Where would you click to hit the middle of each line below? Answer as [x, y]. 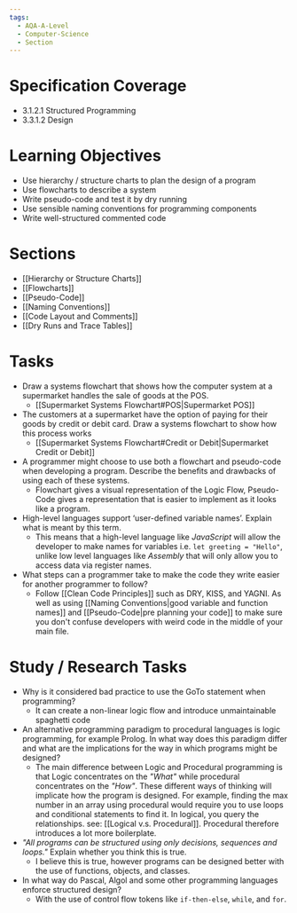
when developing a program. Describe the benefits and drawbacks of [149, 471]
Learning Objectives [85, 156]
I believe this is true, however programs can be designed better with [160, 861]
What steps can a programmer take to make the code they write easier [151, 575]
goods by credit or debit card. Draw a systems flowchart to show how [149, 424]
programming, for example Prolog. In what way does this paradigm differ [155, 738]
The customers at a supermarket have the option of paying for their [145, 414]
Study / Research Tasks [98, 667]
